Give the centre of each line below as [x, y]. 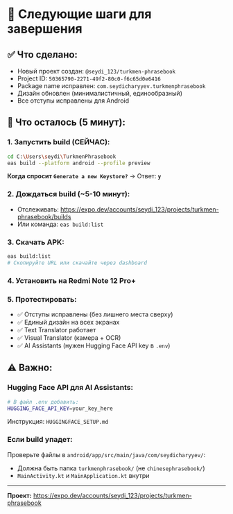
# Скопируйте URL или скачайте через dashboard [77, 263]
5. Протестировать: [42, 299]
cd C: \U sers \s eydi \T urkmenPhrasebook [62, 156]
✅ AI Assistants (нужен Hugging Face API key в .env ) [94, 345]
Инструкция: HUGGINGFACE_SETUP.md [58, 422]
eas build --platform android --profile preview [79, 163]
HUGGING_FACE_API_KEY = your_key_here [60, 409]
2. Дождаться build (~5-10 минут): [69, 194]
